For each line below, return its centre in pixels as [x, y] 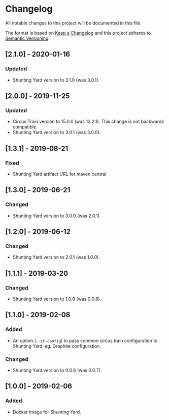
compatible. [25, 127]
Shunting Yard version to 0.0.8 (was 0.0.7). [57, 371]
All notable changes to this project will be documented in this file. [74, 23]
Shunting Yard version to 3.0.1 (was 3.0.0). [57, 133]
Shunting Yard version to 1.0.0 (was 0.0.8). [57, 299]
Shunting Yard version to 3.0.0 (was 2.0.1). [57, 216]
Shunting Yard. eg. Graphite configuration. [57, 346]
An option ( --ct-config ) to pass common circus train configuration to [85, 340]
